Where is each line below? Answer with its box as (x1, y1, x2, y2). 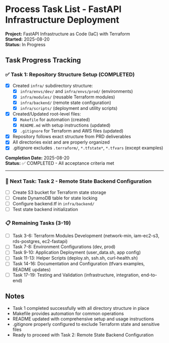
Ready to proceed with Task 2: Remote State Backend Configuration (12, 332, 154, 338)
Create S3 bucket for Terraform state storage (12, 189, 107, 195)
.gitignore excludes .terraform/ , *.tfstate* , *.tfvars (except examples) (12, 145, 163, 151)
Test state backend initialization (12, 206, 78, 212)
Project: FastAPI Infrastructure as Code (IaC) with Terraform (5, 31, 130, 37)
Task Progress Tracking (5, 56, 81, 65)
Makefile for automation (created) (20, 117, 91, 123)
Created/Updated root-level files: (12, 110, 81, 117)
